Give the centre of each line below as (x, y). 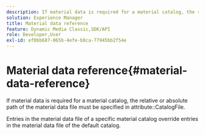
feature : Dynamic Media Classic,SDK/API (59, 29)
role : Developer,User (34, 35)
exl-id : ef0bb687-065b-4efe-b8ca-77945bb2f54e (67, 40)
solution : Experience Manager (45, 18)
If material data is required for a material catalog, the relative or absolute (97, 100)
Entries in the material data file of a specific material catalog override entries (102, 119)
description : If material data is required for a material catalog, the (101, 12)
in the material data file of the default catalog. (63, 125)
